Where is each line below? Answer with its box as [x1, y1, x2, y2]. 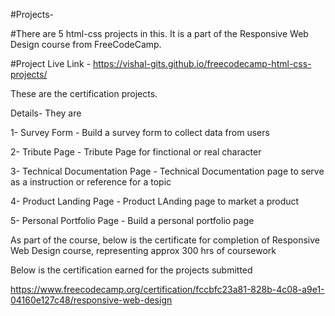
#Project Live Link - [10, 58, 91, 69]
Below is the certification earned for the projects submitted [10, 264, 253, 276]
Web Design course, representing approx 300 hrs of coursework [10, 245, 277, 256]
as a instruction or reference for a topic [10, 176, 172, 188]
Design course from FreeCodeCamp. [10, 39, 162, 50]
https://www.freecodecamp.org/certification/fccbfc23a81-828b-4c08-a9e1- [10, 284, 325, 295]
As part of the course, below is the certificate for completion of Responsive [10, 234, 320, 246]
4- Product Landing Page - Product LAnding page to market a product [10, 195, 300, 207]
